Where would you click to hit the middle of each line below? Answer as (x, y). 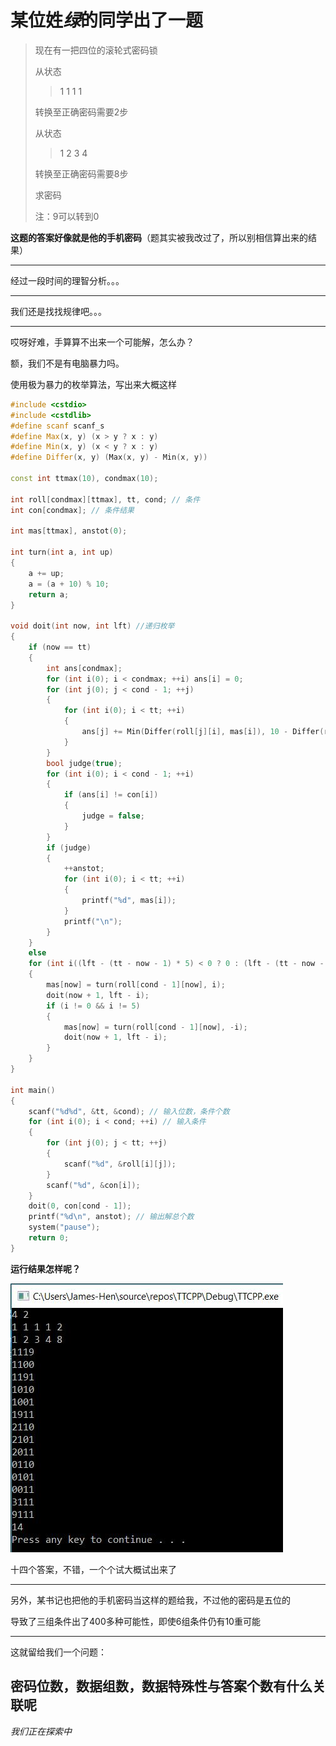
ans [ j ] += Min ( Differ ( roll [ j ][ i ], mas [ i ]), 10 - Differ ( (203, 732)
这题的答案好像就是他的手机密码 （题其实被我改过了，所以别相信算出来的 (159, 237)
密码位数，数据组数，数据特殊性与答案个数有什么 (161, 1686)
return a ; (49, 594)
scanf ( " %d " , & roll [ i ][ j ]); (120, 1164)
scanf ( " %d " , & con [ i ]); (93, 1185)
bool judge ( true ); (84, 763)
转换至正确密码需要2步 (81, 112)
